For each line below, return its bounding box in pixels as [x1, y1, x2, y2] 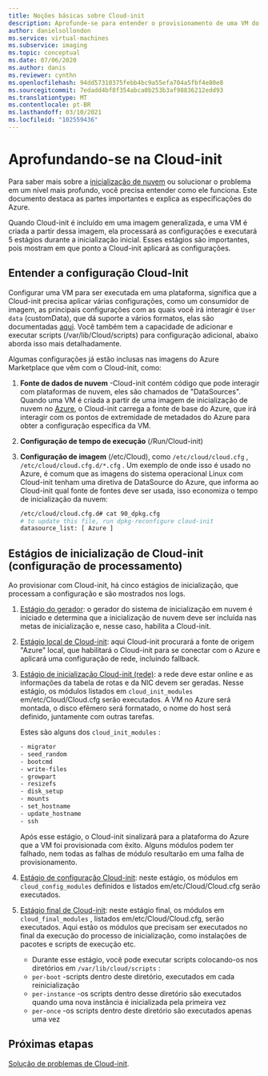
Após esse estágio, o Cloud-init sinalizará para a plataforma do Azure [19, 831, 250, 841]
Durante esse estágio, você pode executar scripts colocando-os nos [31, 954, 258, 964]
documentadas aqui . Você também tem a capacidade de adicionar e [8, 322, 234, 331]
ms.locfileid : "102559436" [8, 116, 98, 124]
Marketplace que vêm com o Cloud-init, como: [8, 362, 162, 372]
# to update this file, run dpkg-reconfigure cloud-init [19, 517, 214, 525]
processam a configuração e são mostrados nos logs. [8, 589, 186, 598]
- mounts [19, 795, 50, 803]
